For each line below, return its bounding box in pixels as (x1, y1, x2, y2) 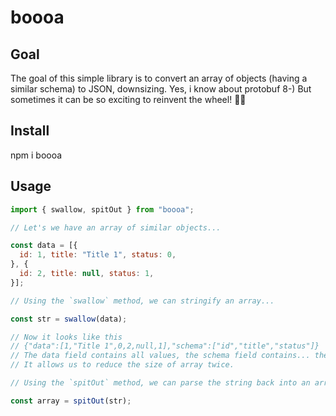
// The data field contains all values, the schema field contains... (10, 351, 311, 361)
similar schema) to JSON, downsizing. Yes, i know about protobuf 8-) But (10, 83, 312, 95)
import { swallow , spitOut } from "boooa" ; (10, 204, 195, 215)
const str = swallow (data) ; (10, 314, 128, 324)
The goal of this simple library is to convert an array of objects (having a (10, 72, 308, 84)
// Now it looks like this (10, 332, 123, 342)
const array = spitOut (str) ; (10, 396, 132, 406)
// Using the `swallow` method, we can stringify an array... (10, 296, 275, 306)
